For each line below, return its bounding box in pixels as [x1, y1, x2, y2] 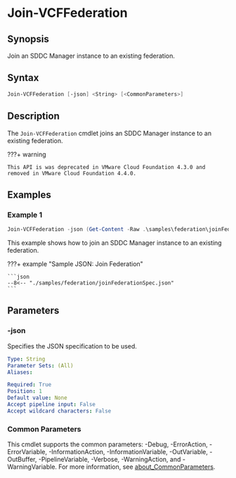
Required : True [7, 382, 52, 389]
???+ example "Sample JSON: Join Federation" [7, 260, 144, 268]
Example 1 [7, 210, 43, 220]
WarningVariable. [7, 463, 58, 471]
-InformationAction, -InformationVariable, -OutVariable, [48, 448, 209, 456]
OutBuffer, [7, 455, 37, 464]
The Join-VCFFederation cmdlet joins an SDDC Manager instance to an [7, 129, 212, 137]
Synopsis [7, 33, 49, 45]
